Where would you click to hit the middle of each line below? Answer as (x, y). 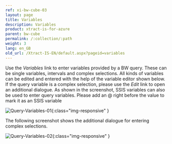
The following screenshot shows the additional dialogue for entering (78, 120)
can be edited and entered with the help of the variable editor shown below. (85, 79)
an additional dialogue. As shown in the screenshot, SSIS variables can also (85, 89)
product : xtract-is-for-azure (38, 29)
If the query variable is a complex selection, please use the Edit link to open (85, 84)
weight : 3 (16, 44)
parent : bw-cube (23, 34)
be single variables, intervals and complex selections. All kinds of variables (84, 73)
